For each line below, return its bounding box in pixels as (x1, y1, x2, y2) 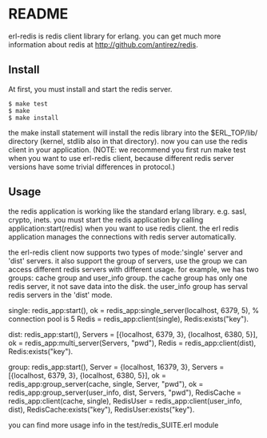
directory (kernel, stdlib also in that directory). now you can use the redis (8, 136, 248, 146)
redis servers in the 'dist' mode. (8, 290, 113, 299)
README (8, 5, 69, 23)
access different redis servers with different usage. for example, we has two (8, 264, 259, 274)
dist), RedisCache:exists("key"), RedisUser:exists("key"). (8, 404, 195, 414)
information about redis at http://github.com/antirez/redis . (8, 39, 198, 49)
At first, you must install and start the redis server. (8, 84, 173, 94)
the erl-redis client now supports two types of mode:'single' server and (8, 247, 244, 257)
